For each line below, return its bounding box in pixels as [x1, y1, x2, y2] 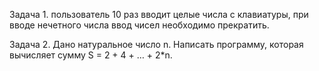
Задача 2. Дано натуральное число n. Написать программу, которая [9, 39, 304, 50]
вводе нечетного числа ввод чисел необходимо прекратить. [9, 19, 270, 31]
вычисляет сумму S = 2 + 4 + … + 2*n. [9, 49, 173, 61]
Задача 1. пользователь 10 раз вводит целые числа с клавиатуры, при [9, 9, 309, 20]
